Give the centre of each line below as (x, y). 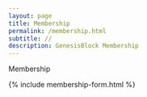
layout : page (30, 16)
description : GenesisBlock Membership (73, 46)
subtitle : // (30, 38)
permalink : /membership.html (57, 31)
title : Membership (39, 23)
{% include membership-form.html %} (72, 85)
